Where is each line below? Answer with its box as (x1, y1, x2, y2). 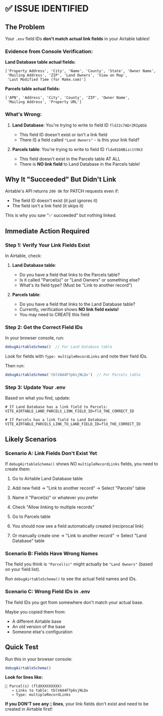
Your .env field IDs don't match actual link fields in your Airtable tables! (5, 36, 150, 42)
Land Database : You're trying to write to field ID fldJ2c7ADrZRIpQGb (12, 122, 147, 128)
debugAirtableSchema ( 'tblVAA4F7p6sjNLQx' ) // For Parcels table (5, 372, 141, 378)
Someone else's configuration (12, 629, 73, 635)
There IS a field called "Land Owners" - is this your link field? (19, 137, 140, 143)
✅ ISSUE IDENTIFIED (5, 3, 89, 14)
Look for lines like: (5, 674, 43, 680)
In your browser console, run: (5, 335, 64, 341)
